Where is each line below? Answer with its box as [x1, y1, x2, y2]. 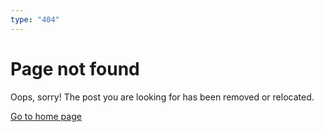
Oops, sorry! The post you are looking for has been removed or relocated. [10, 91, 315, 103]
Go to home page [10, 110, 82, 122]
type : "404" [10, 14, 60, 25]
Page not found [10, 57, 140, 80]
